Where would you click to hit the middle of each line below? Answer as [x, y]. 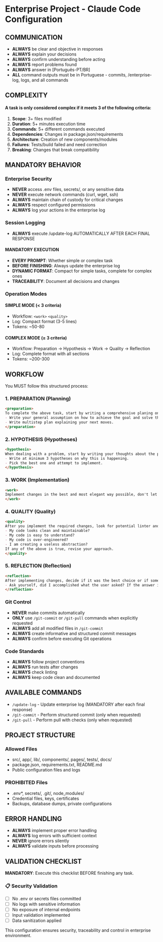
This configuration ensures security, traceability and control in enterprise [78, 930]
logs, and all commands [45, 80]
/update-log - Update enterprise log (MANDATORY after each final [78, 704]
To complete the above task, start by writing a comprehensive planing [79, 413]
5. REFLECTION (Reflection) [38, 566]
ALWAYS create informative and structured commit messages [74, 633]
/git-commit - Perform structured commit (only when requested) [77, 715]
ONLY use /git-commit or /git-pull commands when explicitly [75, 618]
